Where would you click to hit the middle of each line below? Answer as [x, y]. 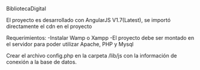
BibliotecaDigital [26, 9]
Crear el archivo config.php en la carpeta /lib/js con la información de [92, 55]
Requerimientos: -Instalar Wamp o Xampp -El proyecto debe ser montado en [100, 38]
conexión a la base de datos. [41, 62]
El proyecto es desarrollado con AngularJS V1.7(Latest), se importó [89, 20]
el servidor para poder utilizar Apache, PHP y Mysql [70, 44]
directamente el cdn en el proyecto [49, 26]
